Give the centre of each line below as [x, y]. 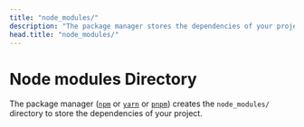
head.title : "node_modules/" [64, 34]
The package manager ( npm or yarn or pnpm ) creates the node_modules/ [139, 104]
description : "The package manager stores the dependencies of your [141, 26]
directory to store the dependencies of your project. [106, 113]
